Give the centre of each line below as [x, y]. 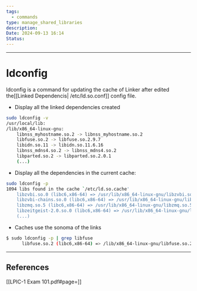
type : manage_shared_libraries [44, 22]
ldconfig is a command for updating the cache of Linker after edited [88, 89]
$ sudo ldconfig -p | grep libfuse [50, 238]
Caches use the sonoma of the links [58, 227]
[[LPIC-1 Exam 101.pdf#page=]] [44, 282]
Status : [16, 39]
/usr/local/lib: [26, 123]
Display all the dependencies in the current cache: [75, 172]
